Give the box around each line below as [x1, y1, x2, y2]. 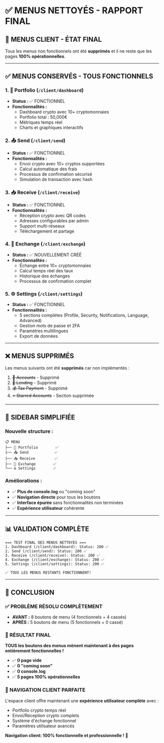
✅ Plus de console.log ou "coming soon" [12, 488, 96, 494]
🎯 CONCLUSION [5, 588, 55, 596]
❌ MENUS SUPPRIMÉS [5, 352, 74, 360]
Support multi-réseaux [19, 223, 65, 229]
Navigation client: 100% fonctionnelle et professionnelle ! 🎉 [5, 732, 128, 738]
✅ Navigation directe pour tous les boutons [12, 494, 101, 500]
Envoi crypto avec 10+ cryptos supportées [19, 160, 105, 166]
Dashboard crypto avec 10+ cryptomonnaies [19, 108, 109, 115]
